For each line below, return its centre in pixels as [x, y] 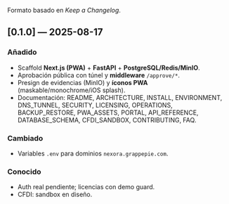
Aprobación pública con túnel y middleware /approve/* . [99, 75]
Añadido [22, 52]
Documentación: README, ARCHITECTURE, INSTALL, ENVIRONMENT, [120, 97]
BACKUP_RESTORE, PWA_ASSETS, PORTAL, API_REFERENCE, [108, 113]
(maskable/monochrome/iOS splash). [71, 90]
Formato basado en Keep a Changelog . [64, 10]
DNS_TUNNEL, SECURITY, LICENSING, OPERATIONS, [95, 105]
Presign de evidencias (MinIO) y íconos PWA [83, 82]
